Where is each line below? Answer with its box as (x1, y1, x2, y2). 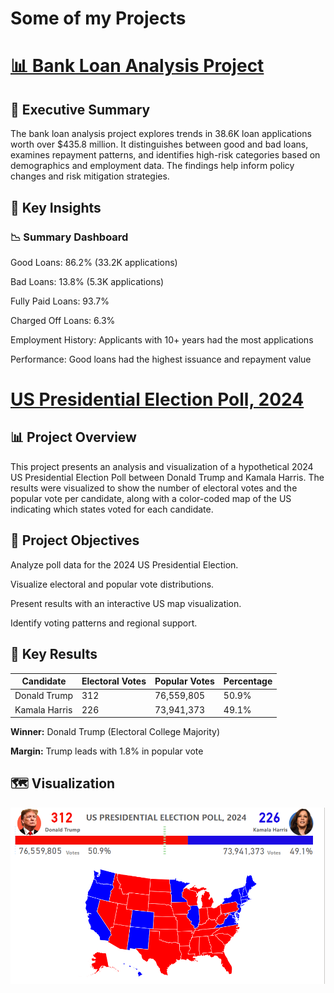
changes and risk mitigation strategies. (10, 170, 170, 182)
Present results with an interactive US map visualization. (10, 597, 242, 609)
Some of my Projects (10, 7, 187, 30)
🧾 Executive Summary (10, 101, 151, 118)
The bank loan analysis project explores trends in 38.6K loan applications (10, 128, 312, 140)
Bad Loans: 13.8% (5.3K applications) (10, 275, 165, 287)
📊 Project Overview (10, 429, 137, 446)
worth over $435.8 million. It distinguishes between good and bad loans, (10, 138, 309, 151)
